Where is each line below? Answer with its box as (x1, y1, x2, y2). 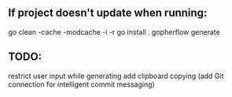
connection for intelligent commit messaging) (8, 79, 155, 89)
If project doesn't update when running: (8, 6, 208, 20)
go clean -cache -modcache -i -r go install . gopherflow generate (8, 27, 220, 36)
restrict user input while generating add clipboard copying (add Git (8, 71, 224, 80)
